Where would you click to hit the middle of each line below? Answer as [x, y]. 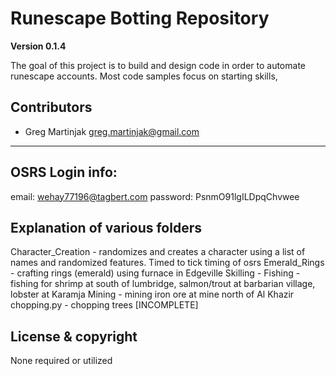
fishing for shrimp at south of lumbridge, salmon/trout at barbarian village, [163, 284]
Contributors [51, 107]
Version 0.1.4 [38, 46]
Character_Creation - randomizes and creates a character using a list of [158, 252]
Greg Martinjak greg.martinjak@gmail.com [112, 131]
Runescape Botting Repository [140, 18]
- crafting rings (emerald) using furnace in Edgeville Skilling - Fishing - [155, 273]
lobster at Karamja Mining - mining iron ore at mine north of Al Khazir [152, 294]
